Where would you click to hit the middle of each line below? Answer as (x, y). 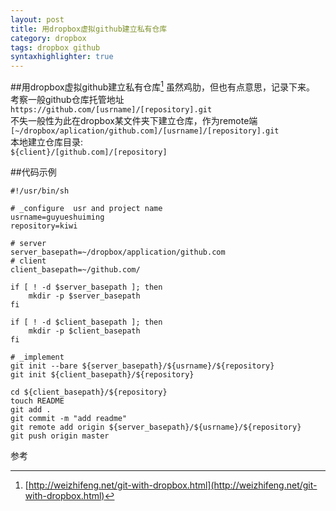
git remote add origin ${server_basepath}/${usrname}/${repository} (156, 427)
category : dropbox (48, 38)
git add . (31, 409)
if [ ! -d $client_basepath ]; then (86, 322)
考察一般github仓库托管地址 (67, 99)
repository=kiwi (44, 226)
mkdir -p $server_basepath (84, 296)
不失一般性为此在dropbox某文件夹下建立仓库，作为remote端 (134, 120)
